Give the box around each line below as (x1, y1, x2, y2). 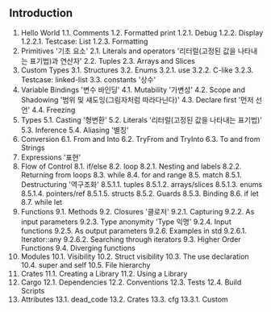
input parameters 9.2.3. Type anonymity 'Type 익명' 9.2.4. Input (20, 217, 232, 227)
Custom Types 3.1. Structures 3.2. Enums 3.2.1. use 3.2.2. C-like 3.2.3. (20, 64, 254, 75)
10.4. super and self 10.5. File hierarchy (20, 260, 151, 269)
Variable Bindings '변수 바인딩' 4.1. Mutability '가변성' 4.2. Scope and (20, 85, 245, 94)
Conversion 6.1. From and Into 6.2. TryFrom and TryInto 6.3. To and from (20, 134, 261, 144)
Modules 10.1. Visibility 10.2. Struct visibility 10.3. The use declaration (20, 252, 249, 261)
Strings (20, 143, 45, 152)
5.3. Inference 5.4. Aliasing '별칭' (20, 125, 129, 135)
